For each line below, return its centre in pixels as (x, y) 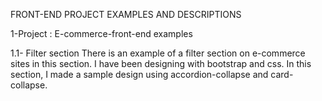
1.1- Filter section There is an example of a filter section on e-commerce (158, 53)
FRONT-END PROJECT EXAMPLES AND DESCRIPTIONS (126, 14)
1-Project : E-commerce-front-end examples (101, 33)
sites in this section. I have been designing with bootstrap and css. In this (161, 63)
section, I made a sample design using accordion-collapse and (139, 74)
